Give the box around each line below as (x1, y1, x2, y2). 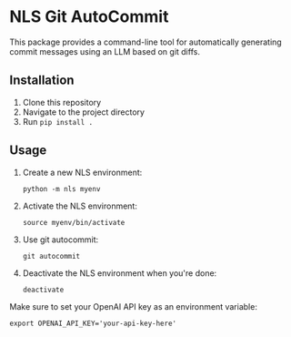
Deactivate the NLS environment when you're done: (22, 267, 217, 279)
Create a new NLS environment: (22, 167, 143, 178)
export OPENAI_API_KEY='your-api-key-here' (9, 319, 177, 328)
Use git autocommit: (22, 234, 99, 245)
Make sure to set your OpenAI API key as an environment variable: (9, 301, 257, 311)
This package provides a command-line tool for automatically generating (9, 36, 282, 47)
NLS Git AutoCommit (9, 6, 169, 27)
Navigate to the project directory (22, 107, 145, 117)
